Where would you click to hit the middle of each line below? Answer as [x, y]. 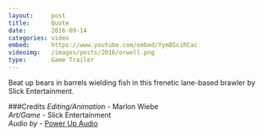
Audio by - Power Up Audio [53, 123]
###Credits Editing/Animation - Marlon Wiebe [83, 106]
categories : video [39, 38]
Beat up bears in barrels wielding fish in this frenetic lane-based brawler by [132, 82]
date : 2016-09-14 [48, 30]
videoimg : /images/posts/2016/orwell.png [82, 52]
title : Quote [39, 23]
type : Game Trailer [51, 60]
